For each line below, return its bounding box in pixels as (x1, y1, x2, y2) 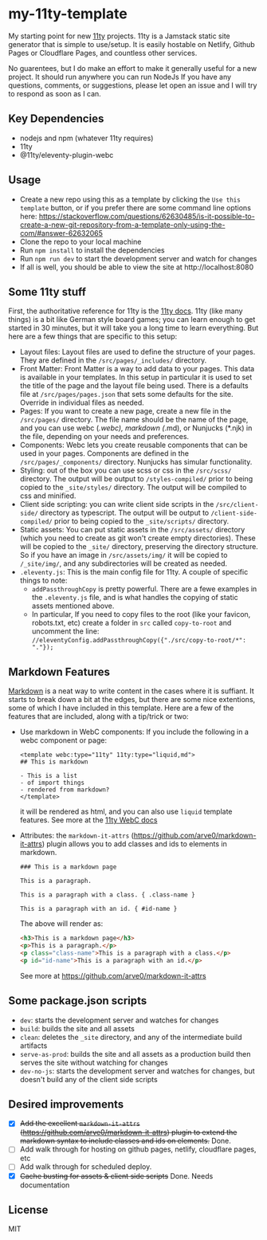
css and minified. (19, 491, 77, 500)
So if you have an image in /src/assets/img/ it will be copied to (19, 551, 228, 560)
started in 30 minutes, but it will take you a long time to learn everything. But (8, 324, 259, 333)
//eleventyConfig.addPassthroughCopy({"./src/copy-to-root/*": (31, 637, 247, 645)
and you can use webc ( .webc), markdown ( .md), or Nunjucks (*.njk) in (19, 423, 253, 433)
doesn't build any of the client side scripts (19, 1074, 158, 1084)
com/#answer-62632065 (19, 228, 104, 237)
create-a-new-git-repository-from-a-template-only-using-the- (19, 220, 226, 230)
